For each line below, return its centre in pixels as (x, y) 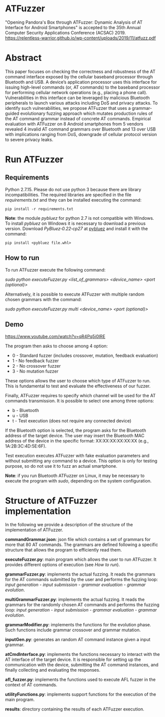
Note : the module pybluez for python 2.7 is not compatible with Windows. (80, 218)
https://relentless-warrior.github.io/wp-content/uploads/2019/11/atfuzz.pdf (81, 38)
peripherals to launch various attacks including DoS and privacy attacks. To (82, 103)
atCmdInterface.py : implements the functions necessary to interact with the (82, 654)
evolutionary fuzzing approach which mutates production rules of (87, 113)
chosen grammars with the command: (43, 299)
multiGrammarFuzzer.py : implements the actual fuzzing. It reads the (75, 600)
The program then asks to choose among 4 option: (56, 346)
